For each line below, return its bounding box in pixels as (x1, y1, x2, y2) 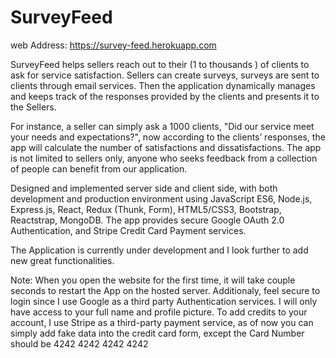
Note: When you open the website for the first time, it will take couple (10, 274, 296, 286)
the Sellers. (10, 101, 57, 113)
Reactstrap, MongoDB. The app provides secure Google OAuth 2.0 (10, 214, 285, 226)
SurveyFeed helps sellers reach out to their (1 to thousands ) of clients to (10, 58, 310, 70)
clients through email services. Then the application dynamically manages (10, 79, 316, 91)
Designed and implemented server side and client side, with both (10, 182, 278, 194)
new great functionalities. (10, 254, 115, 266)
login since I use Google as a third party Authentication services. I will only (10, 295, 318, 307)
